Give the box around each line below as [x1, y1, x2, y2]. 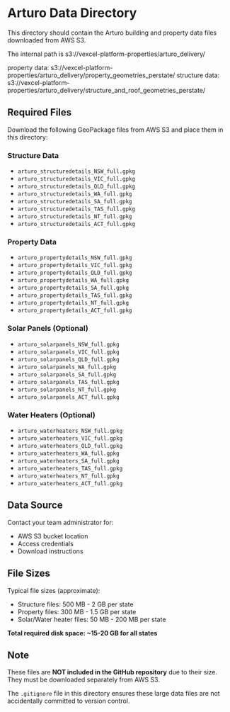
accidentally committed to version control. [7, 696, 130, 706]
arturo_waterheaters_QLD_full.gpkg [17, 442, 123, 449]
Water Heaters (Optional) [7, 409, 96, 419]
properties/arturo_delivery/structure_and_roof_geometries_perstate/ [7, 86, 206, 94]
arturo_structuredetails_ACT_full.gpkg [17, 221, 136, 228]
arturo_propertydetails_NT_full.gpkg [17, 300, 130, 307]
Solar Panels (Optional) [7, 324, 88, 334]
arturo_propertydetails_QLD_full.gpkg [17, 269, 132, 277]
